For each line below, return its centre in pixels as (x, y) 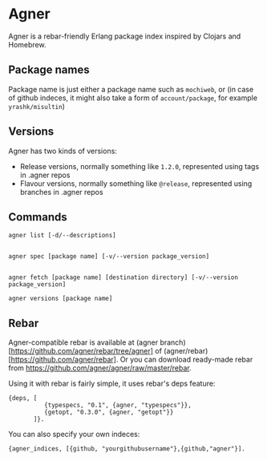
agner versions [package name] (61, 299)
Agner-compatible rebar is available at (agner (83, 342)
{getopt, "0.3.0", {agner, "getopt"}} (109, 412)
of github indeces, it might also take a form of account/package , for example (133, 98)
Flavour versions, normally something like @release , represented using (136, 183)
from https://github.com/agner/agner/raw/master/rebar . (100, 368)
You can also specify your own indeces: (74, 435)
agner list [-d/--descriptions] (62, 236)
